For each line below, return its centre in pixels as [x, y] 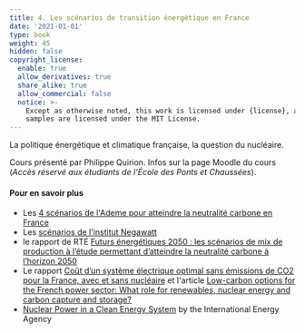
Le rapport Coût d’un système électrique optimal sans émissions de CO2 [158, 271]
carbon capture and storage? [77, 299]
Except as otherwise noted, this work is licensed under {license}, [158, 111]
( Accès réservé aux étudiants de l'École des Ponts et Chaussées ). [133, 172]
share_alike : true [53, 85]
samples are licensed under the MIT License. [113, 119]
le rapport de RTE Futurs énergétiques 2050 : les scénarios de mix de [152, 242]
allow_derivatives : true [64, 77]
